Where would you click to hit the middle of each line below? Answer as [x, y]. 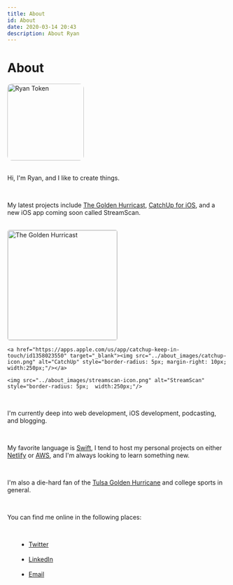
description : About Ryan [43, 33]
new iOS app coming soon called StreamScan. [74, 213]
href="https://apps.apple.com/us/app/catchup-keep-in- [98, 350]
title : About [26, 14]
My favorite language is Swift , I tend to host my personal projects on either [115, 448]
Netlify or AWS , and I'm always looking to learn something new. [99, 455]
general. [19, 490]
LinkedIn [41, 560]
